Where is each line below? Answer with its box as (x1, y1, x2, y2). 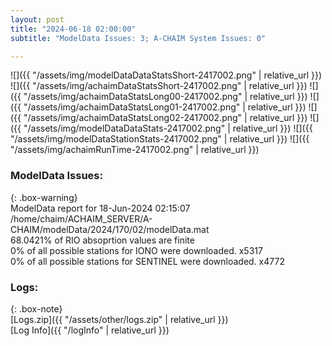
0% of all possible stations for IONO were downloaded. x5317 (10, 244, 263, 256)
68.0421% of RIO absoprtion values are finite (10, 234, 195, 246)
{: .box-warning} (10, 191, 78, 203)
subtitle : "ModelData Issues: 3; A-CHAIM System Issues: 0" (10, 33, 267, 43)
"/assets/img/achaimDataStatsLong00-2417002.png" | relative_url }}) (23, 91, 308, 103)
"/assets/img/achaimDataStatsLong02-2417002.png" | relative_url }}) (23, 112, 308, 124)
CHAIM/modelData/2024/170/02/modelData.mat (10, 223, 210, 235)
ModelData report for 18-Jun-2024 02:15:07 (10, 202, 191, 214)
